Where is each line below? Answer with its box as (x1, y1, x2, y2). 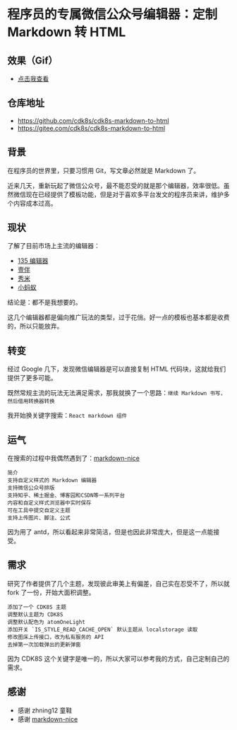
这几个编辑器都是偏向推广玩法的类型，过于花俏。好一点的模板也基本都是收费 (7, 313, 230, 322)
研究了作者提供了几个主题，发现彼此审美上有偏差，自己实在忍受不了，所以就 (7, 579, 230, 587)
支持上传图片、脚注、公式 (7, 514, 71, 522)
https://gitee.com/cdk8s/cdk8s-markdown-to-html (17, 124, 166, 132)
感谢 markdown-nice (17, 714, 78, 723)
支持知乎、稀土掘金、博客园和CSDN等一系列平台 (7, 492, 126, 499)
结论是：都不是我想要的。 (7, 298, 82, 307)
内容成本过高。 (13, 199, 57, 207)
